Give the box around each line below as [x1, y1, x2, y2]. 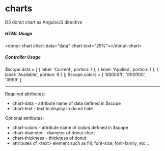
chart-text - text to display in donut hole [12, 105, 93, 111]
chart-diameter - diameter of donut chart [12, 129, 95, 135]
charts [5, 3, 32, 14]
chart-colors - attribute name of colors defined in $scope [12, 125, 129, 130]
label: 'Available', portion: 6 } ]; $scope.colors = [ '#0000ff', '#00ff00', [5, 72, 146, 77]
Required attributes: [5, 91, 45, 97]
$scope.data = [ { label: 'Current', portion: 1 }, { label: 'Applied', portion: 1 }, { [5, 66, 159, 72]
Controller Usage [5, 54, 41, 60]
